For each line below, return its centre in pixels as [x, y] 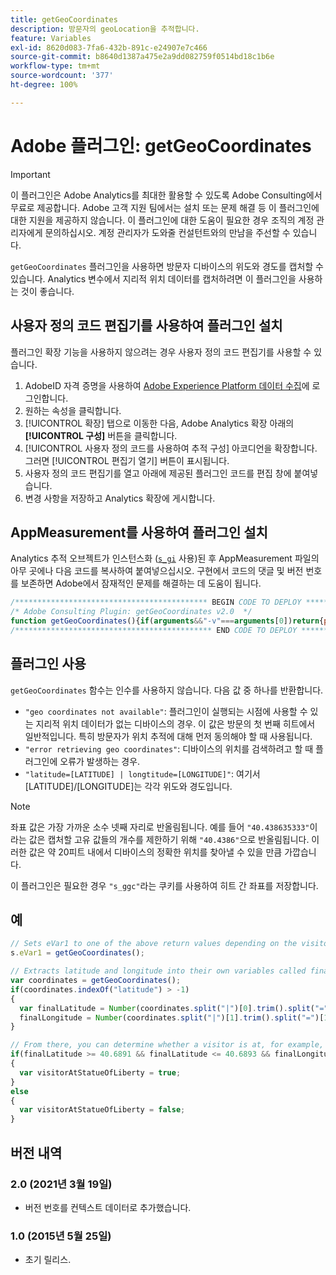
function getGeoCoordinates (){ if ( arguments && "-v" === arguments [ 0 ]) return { [167, 621]
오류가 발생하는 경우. [100, 761]
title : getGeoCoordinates [64, 19]
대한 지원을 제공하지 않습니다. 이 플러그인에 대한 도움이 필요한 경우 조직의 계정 [162, 220]
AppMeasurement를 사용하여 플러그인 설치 [139, 532]
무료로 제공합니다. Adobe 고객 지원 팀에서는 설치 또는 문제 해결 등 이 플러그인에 [165, 207]
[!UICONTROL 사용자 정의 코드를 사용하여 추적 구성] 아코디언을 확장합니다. [171, 448]
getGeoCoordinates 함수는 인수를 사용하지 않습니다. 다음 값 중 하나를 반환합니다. [167, 690]
